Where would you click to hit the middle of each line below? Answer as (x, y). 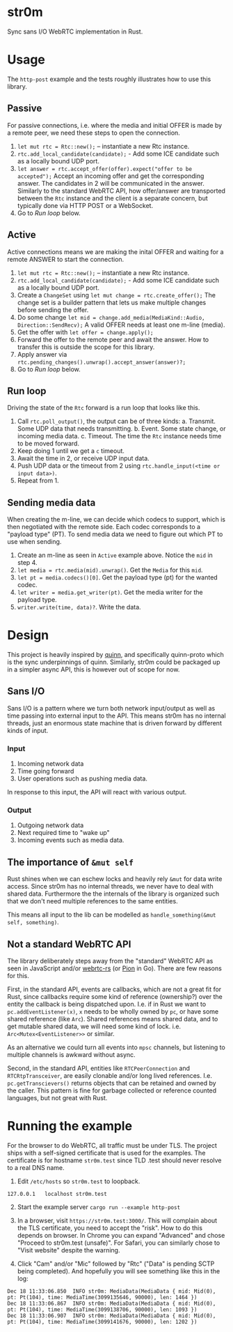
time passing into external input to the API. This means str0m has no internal (116, 716)
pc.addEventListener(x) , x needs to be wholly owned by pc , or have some (113, 1012)
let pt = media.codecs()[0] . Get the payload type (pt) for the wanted (117, 577)
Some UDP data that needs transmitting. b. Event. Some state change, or (121, 429)
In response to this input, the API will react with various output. (97, 792)
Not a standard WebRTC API (69, 944)
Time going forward (46, 771)
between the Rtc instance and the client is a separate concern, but (112, 198)
